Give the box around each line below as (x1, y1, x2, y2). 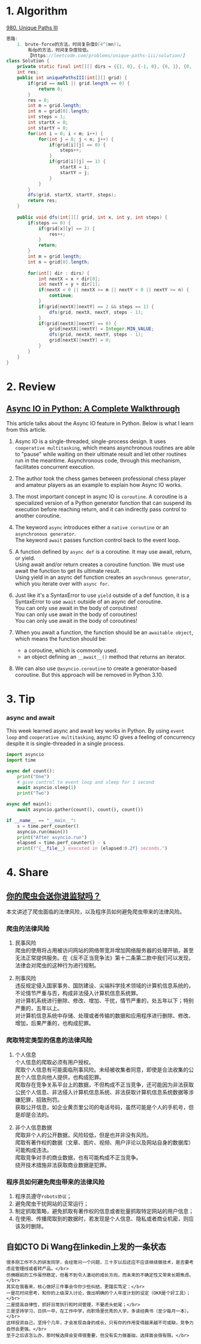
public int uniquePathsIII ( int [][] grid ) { (17, 75, 128, 81)
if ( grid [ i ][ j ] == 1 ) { (49, 159, 106, 165)
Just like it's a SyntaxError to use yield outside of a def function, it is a (14, 592, 190, 599)
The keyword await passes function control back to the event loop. (14, 536, 181, 543)
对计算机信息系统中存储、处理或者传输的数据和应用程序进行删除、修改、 (14, 1012, 194, 1019)
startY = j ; (59, 169, 90, 175)
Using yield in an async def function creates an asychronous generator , (14, 574, 191, 581)
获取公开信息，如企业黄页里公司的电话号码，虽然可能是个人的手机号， (14, 1103, 189, 1110)
